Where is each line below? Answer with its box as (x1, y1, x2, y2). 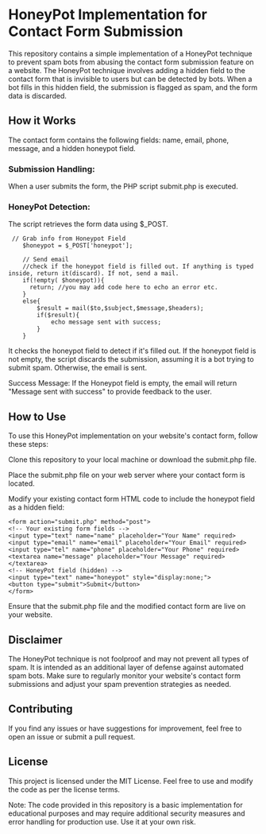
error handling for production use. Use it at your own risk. (8, 817, 196, 826)
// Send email (22, 256, 69, 264)
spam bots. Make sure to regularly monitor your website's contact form (8, 670, 241, 681)
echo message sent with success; (50, 318, 161, 327)
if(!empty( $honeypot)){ (22, 277, 105, 285)
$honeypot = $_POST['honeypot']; (22, 242, 133, 250)
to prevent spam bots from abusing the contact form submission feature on (8, 57, 254, 67)
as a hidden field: (8, 502, 65, 512)
